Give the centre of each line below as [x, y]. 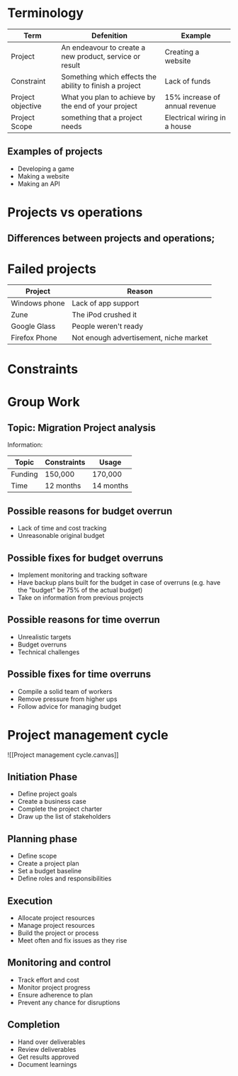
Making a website [43, 176]
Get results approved [48, 1057]
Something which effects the [109, 77]
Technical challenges [49, 652]
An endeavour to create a [103, 47]
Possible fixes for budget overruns [85, 558]
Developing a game [46, 169]
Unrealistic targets [44, 637]
